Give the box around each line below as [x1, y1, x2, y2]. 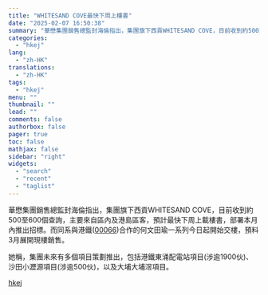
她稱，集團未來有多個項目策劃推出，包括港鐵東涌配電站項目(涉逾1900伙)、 [8, 252, 254, 262]
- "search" [15, 167, 52, 175]
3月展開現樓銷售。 [8, 234, 69, 244]
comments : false [8, 116, 62, 124]
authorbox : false [8, 123, 66, 131]
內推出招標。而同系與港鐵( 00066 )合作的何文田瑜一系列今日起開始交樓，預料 [8, 225, 259, 234]
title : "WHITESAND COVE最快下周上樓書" [8, 11, 132, 20]
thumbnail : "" [8, 100, 56, 108]
